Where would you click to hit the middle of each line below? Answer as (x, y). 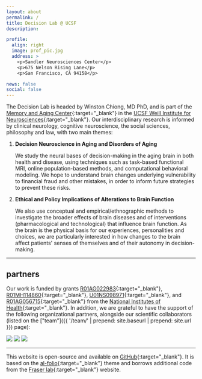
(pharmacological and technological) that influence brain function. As (101, 224)
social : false (24, 90)
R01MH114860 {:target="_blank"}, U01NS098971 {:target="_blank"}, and (94, 295)
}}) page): (18, 327)
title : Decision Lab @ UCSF (41, 23)
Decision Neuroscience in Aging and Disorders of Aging (86, 144)
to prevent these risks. (43, 188)
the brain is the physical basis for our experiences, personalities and (99, 230)
